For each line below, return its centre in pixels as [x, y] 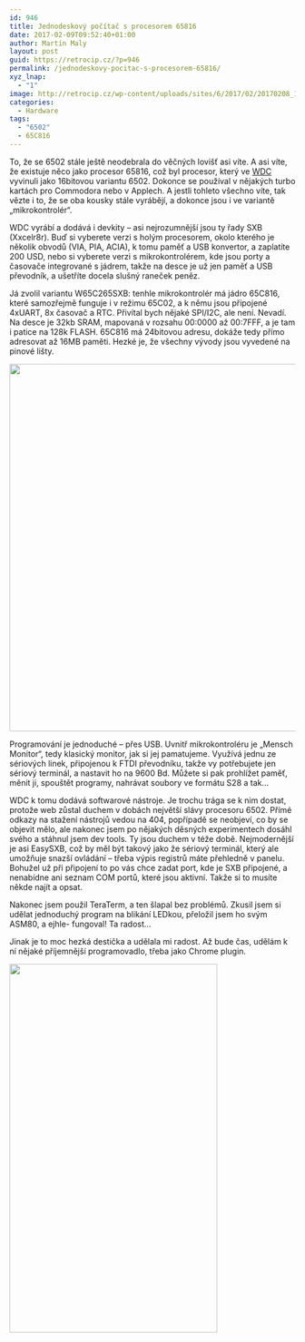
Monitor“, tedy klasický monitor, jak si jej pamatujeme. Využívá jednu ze [143, 753]
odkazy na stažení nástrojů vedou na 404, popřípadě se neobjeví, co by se [149, 819]
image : [22, 93]
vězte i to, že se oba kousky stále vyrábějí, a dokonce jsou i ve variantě [142, 200]
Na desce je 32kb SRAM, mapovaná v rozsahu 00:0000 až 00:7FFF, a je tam [152, 322]
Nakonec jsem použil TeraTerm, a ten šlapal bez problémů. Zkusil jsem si [145, 905]
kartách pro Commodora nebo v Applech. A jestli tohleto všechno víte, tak [148, 191]
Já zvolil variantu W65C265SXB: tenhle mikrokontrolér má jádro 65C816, [145, 293]
